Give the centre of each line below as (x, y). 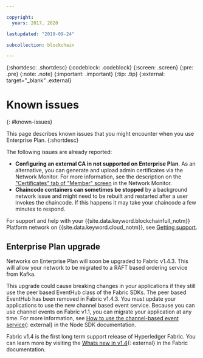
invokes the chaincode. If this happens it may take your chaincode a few (105, 203)
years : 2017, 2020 (35, 23)
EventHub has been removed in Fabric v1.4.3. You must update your (91, 299)
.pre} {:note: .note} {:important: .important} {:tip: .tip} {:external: (86, 74)
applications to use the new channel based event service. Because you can (101, 305)
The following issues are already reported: (59, 152)
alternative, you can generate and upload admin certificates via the (99, 170)
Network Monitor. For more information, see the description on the (98, 177)
